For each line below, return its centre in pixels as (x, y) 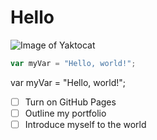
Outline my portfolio (65, 113)
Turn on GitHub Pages (70, 102)
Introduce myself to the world (85, 124)
